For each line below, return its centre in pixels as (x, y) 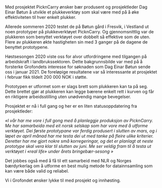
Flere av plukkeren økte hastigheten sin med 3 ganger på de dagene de (76, 42)
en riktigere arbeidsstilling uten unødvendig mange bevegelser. (68, 97)
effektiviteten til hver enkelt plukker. (41, 17)
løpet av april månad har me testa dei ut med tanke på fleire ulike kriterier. (79, 136)
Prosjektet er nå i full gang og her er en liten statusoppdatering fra (71, 106)
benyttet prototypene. (27, 47)
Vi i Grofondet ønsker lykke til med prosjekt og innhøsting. (63, 180)
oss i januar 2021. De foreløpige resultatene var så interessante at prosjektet (81, 72)
